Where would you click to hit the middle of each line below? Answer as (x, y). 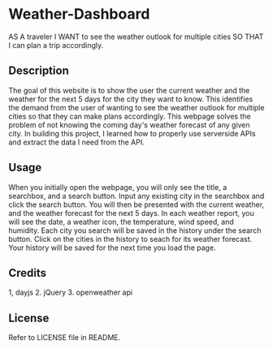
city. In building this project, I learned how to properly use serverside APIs (132, 133)
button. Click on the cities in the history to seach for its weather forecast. (130, 239)
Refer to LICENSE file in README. (65, 338)
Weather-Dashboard (79, 14)
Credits (28, 273)
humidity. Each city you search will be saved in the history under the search (135, 230)
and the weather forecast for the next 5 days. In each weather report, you (131, 213)
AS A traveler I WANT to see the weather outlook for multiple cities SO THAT (136, 37)
